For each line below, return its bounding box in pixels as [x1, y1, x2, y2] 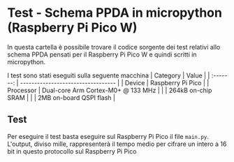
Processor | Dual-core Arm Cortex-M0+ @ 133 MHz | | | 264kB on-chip [7, 86, 212, 94]
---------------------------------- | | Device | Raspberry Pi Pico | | [20, 78, 210, 87]
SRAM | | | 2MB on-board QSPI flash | [7, 93, 115, 102]
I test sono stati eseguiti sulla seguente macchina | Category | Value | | [7, 71, 210, 80]
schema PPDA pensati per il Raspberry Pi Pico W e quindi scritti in [7, 50, 197, 59]
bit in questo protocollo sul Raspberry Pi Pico [7, 147, 137, 155]
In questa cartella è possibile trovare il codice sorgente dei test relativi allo [7, 43, 221, 51]
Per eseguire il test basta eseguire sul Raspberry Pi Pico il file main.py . [7, 132, 210, 140]
